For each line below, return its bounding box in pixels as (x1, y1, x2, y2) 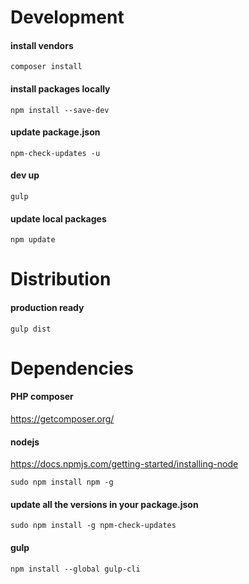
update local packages (10, 212, 107, 225)
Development (10, 6, 125, 29)
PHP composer (10, 391, 74, 403)
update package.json (10, 126, 101, 138)
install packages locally (10, 82, 111, 95)
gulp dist (10, 324, 52, 334)
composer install (10, 62, 83, 72)
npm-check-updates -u (10, 148, 101, 158)
